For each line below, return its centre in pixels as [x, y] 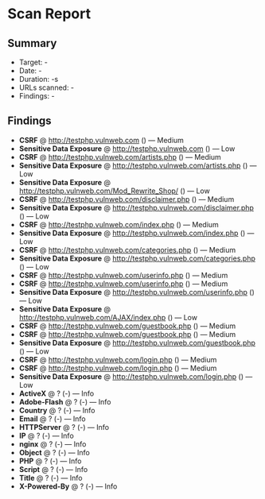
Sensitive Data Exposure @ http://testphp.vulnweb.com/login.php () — [136, 376]
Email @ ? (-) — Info [53, 419]
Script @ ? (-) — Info [53, 469]
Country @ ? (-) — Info [57, 410]
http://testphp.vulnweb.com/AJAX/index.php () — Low [108, 317]
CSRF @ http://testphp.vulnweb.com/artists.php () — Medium [120, 157]
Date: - [30, 71]
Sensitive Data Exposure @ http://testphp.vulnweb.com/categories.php [137, 258]
